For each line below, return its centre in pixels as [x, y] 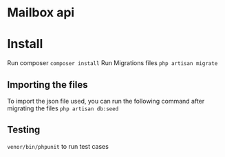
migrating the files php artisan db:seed [63, 108]
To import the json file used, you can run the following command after [106, 101]
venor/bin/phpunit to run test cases [58, 146]
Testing [24, 130]
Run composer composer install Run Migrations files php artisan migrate [112, 63]
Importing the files [47, 85]
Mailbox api [41, 13]
